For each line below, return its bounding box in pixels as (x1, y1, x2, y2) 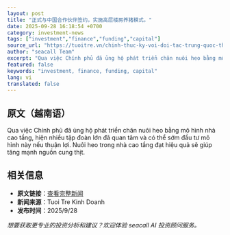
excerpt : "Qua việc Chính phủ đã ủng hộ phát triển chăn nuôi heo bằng (7, 55, 216, 62)
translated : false (7, 80, 60, 87)
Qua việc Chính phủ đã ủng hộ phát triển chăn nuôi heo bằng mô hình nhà (7, 126, 216, 135)
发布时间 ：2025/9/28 (16, 206, 77, 214)
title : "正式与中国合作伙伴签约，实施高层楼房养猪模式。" (7, 16, 152, 23)
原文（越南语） (7, 107, 71, 119)
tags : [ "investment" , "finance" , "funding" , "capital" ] (7, 36, 161, 43)
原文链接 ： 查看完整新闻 (16, 189, 84, 197)
